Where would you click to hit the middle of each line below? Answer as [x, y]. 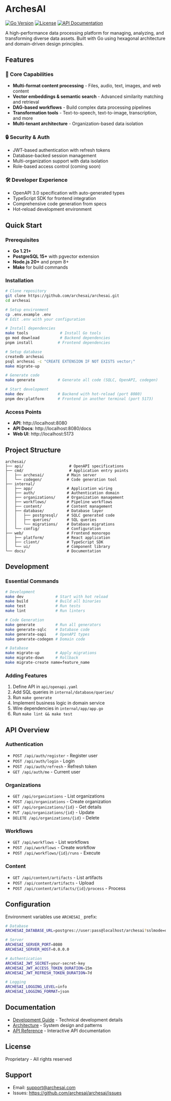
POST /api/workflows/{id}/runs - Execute [56, 853]
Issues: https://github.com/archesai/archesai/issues [67, 1093]
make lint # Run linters [45, 611]
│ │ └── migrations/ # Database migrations [60, 524]
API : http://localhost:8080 [40, 423]
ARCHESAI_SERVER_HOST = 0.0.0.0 [37, 950]
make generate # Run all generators [53, 625]
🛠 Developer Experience [36, 180]
